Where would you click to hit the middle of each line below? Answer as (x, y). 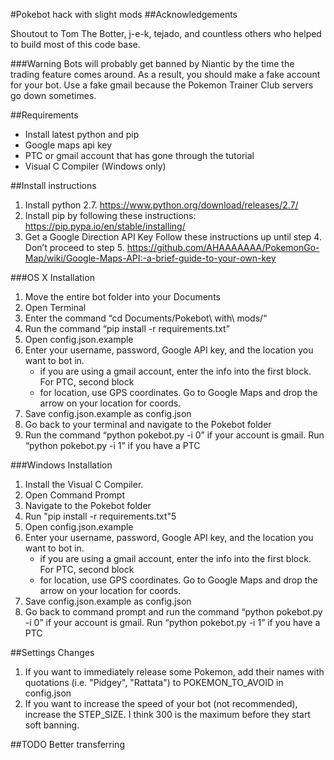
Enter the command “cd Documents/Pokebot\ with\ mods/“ (146, 318)
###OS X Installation (52, 277)
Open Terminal (55, 307)
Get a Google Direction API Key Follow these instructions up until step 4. (173, 237)
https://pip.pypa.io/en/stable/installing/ (105, 226)
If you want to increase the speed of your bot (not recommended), (161, 703)
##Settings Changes (52, 652)
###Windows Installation (61, 465)
